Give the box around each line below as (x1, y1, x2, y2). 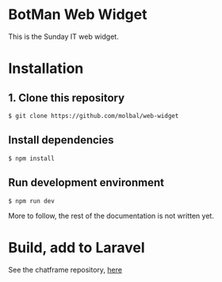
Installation (8, 59, 84, 78)
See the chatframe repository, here (8, 265, 123, 274)
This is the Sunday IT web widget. (8, 32, 119, 41)
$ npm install (8, 154, 55, 162)
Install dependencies (8, 133, 114, 147)
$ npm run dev (8, 196, 55, 205)
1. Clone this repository (8, 91, 125, 105)
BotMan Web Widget (8, 6, 147, 24)
